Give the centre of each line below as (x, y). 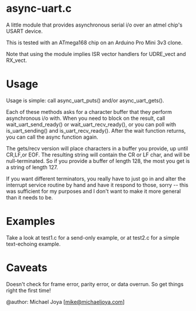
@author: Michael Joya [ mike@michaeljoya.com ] (65, 302)
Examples (31, 222)
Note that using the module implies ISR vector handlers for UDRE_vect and (96, 54)
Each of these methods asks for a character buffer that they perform (89, 112)
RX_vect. (17, 60)
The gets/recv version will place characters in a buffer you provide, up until (97, 148)
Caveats (27, 268)
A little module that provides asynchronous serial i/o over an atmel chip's (94, 25)
